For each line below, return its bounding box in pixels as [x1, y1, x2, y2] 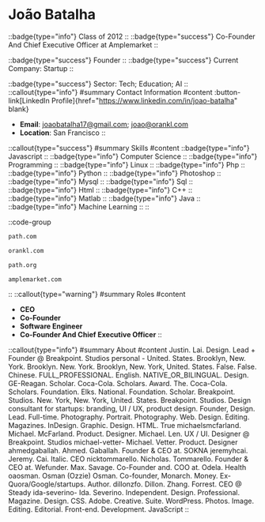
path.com [8, 232, 37, 240]
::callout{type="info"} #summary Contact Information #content [8, 87, 213, 96]
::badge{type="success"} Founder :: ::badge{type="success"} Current [8, 55, 239, 65]
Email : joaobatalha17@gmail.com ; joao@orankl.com [19, 119, 188, 129]
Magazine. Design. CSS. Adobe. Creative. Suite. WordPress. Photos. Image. [8, 496, 255, 506]
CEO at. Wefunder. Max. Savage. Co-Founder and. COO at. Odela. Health [8, 463, 247, 472]
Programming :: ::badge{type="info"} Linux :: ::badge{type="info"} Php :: [8, 160, 245, 169]
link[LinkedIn [8, 96, 50, 105]
